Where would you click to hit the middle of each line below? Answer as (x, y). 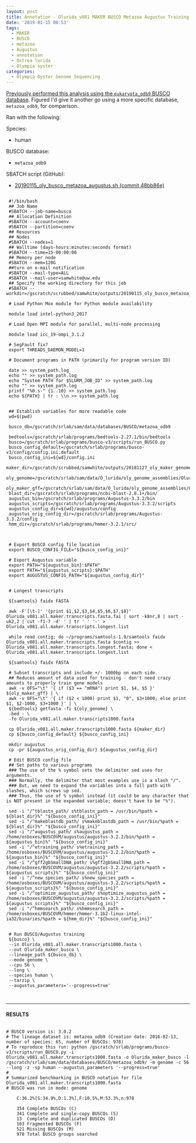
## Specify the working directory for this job (67, 284)
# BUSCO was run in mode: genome (47, 1088)
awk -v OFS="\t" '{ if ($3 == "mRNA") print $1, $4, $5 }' (82, 688)
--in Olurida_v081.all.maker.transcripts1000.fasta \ (75, 945)
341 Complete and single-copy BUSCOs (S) (67, 1114)
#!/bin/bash (23, 202)
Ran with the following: (34, 117)
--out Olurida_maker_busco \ (44, 950)
